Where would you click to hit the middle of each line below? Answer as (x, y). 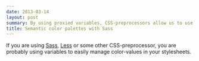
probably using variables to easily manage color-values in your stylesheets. (99, 52)
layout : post (22, 17)
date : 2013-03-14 (28, 12)
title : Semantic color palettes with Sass (60, 28)
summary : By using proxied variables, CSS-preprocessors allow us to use (100, 23)
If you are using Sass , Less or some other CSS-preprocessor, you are (91, 45)
